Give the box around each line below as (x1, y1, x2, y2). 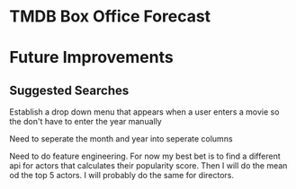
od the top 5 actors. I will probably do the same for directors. (9, 170, 234, 181)
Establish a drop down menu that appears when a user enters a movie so (9, 107, 280, 117)
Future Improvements (9, 47, 174, 68)
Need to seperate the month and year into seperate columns (9, 133, 233, 144)
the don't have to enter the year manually (9, 116, 162, 127)
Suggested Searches (9, 82, 130, 98)
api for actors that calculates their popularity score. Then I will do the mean (9, 160, 288, 171)
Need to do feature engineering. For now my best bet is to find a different (9, 150, 281, 162)
